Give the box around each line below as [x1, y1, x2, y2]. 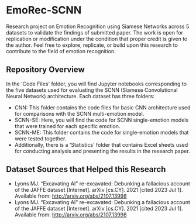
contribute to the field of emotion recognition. [6, 47, 116, 54]
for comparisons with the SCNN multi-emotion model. [14, 110, 145, 117]
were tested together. [14, 135, 67, 142]
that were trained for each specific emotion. [14, 122, 121, 129]
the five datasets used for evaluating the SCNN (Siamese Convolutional [6, 86, 178, 94]
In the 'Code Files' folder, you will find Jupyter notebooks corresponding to [6, 80, 187, 87]
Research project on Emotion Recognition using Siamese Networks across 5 [6, 23, 190, 30]
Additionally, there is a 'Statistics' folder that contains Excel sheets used [14, 141, 188, 148]
